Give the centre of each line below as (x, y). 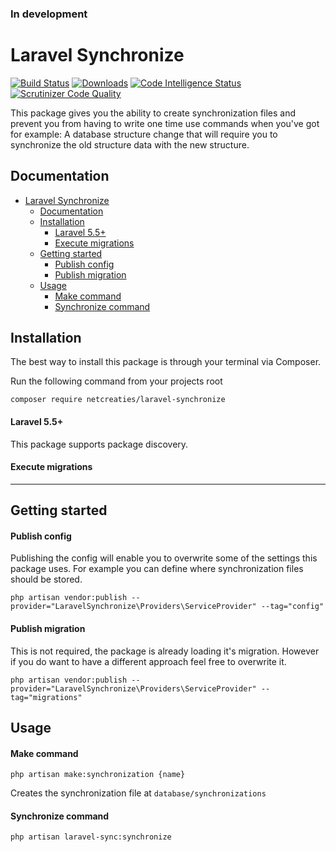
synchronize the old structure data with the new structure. (130, 144)
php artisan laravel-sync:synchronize (91, 837)
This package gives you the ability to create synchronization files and (153, 113)
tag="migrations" (46, 697)
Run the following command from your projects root (116, 381)
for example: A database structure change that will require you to (144, 134)
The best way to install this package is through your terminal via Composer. (166, 362)
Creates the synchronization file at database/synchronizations (138, 793)
